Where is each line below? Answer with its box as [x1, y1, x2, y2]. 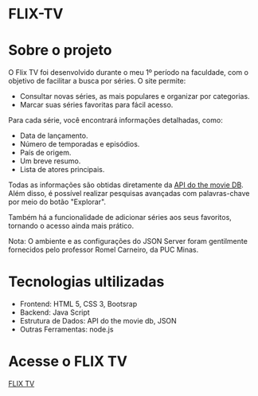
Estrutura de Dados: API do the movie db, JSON [19, 316, 177, 326]
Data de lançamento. [19, 131, 88, 140]
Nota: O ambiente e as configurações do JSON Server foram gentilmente [8, 237, 248, 246]
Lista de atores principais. [19, 165, 105, 174]
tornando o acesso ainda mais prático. [8, 221, 134, 231]
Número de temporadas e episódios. [19, 139, 140, 149]
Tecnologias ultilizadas [8, 272, 165, 291]
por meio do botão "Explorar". [8, 197, 106, 207]
